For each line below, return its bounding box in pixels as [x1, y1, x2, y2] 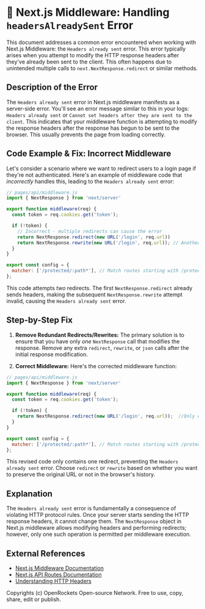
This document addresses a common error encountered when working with [6, 38, 196, 46]
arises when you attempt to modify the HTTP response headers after [6, 51, 179, 59]
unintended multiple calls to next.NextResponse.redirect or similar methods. [6, 64, 198, 72]
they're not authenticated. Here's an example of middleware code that [6, 171, 182, 179]
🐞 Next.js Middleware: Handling [6, 5, 170, 20]
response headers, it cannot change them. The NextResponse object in [6, 518, 182, 525]
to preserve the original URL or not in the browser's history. [6, 471, 156, 478]
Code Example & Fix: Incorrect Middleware [6, 149, 171, 159]
